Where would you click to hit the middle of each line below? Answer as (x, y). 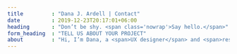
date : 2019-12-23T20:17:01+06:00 (72, 20)
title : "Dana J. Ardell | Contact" (74, 14)
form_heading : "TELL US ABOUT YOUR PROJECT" (77, 33)
